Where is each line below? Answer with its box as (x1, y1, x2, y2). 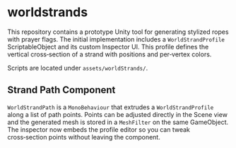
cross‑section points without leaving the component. (7, 132, 160, 141)
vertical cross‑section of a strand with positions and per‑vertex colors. (7, 50, 212, 58)
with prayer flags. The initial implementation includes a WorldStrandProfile (7, 35, 225, 43)
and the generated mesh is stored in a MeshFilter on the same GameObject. (7, 118, 229, 126)
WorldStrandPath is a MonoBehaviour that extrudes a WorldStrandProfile (7, 103, 214, 111)
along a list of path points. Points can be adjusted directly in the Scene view (7, 110, 228, 118)
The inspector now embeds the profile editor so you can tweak (7, 125, 191, 134)
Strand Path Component (7, 84, 116, 96)
